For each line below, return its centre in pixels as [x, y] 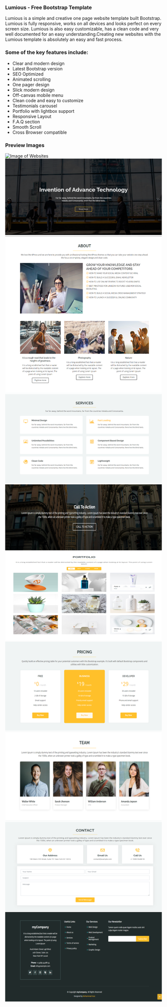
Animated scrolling [32, 79]
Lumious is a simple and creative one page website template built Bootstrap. [83, 18]
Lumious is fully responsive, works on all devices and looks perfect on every [83, 23]
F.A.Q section [26, 122]
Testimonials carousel [35, 106]
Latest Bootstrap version [38, 68]
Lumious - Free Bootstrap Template [48, 7]
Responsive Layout [32, 116]
